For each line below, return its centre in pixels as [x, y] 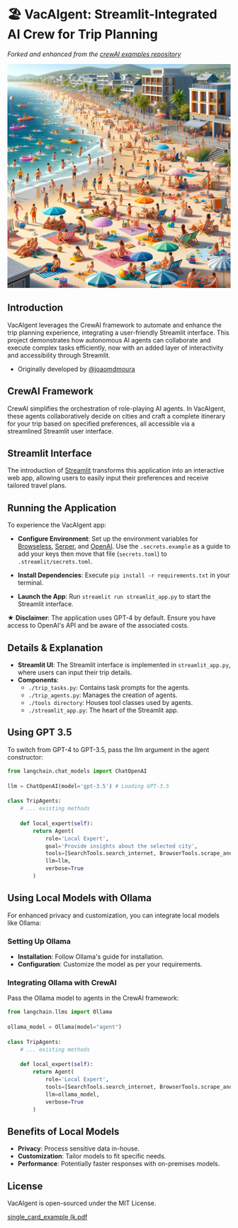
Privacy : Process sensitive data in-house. [79, 1148]
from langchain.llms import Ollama [60, 1012]
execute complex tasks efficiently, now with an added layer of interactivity [115, 348]
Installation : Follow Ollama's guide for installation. [91, 957]
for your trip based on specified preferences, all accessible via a [101, 424]
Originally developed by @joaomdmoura [76, 369]
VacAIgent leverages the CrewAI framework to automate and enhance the [114, 325]
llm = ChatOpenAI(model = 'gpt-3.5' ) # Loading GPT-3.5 [89, 786]
